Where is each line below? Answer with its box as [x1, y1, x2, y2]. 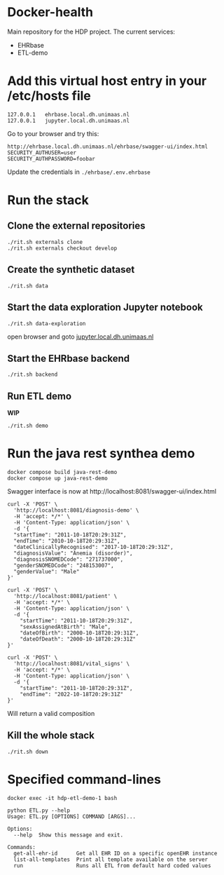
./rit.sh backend [7, 371, 58, 379]
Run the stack [7, 192, 89, 208]
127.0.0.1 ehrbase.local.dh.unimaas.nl [7, 111, 130, 118]
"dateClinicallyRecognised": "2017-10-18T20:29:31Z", [13, 544, 174, 551]
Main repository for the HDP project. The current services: [7, 27, 176, 36]
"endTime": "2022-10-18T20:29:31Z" [20, 691, 124, 698]
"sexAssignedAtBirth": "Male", [20, 623, 111, 631]
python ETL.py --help [7, 807, 71, 814]
